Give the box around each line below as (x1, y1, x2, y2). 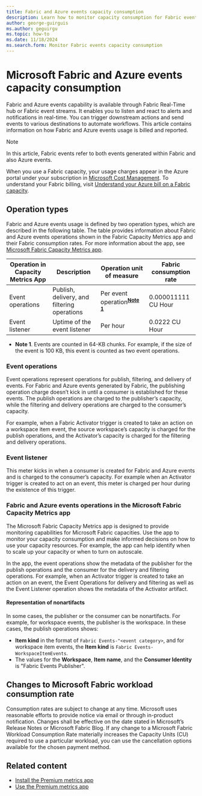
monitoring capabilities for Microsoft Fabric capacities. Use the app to (6, 528, 179, 536)
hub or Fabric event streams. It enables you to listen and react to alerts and (6, 107, 192, 114)
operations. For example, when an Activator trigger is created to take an (6, 572, 185, 580)
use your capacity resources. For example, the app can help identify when (6, 542, 191, 549)
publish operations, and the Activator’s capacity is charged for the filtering (6, 432, 191, 439)
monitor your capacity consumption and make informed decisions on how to (6, 535, 195, 542)
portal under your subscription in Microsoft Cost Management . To (6, 174, 169, 181)
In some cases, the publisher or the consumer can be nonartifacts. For (6, 612, 180, 619)
